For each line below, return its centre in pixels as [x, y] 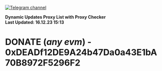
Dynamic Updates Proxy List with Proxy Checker [55, 17]
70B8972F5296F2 [43, 63]
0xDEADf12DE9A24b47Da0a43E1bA [81, 53]
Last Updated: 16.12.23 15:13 [35, 22]
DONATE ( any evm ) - [48, 42]
